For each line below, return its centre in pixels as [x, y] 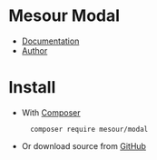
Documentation [50, 41]
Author [34, 50]
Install [32, 88]
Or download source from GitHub [84, 145]
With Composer [51, 112]
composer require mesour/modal [89, 129]
